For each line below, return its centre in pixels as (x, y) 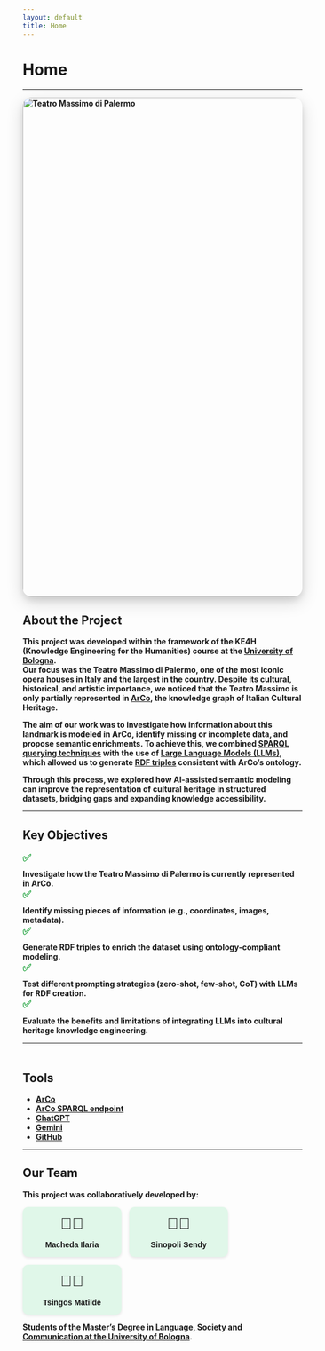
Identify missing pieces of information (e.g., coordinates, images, (146, 911)
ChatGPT (53, 1118)
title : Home (44, 26)
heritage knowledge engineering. (85, 1030)
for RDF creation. (55, 993)
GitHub (49, 1136)
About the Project (72, 620)
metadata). (44, 920)
